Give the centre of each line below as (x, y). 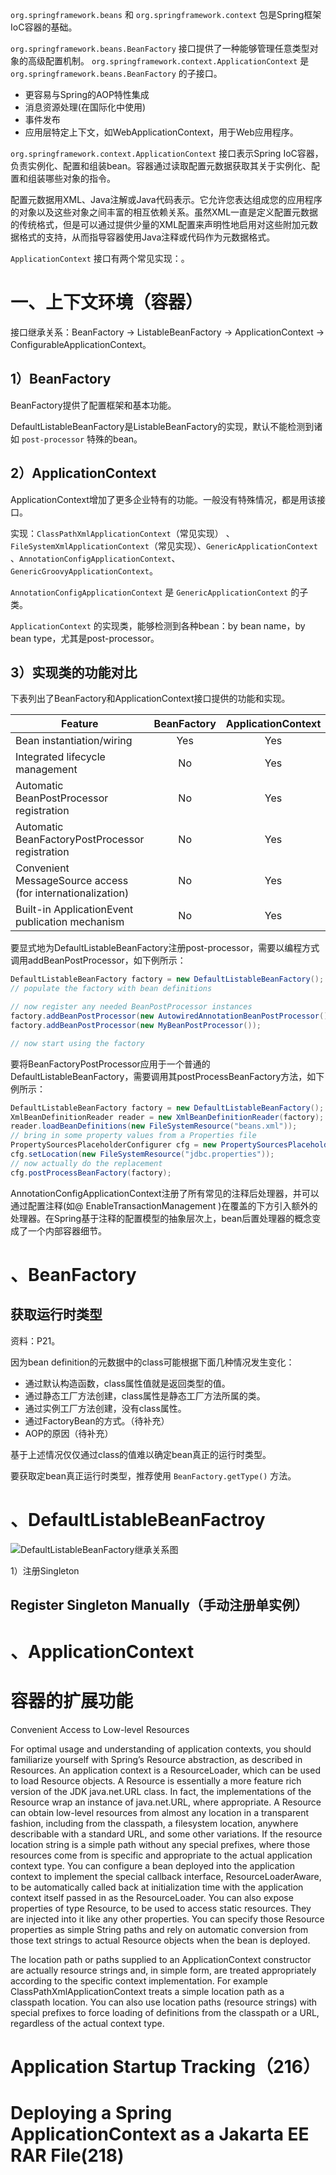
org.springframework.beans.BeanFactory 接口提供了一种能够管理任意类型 (160, 48)
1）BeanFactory (61, 379)
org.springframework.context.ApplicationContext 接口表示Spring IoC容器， (167, 153)
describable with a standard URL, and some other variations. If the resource (166, 1834)
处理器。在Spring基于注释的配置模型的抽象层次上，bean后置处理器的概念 (161, 1218)
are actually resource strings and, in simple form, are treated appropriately (163, 1970)
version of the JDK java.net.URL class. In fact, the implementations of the (161, 1792)
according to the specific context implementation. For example (139, 1981)
